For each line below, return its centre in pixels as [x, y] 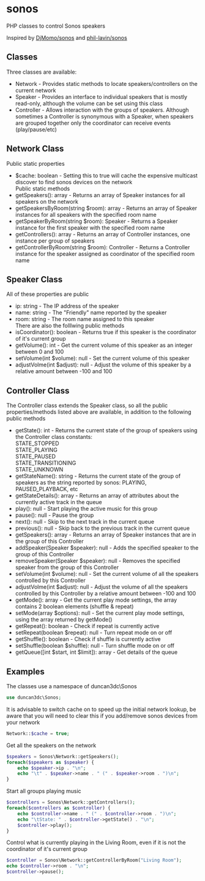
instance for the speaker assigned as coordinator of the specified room [105, 254]
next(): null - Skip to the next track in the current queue [85, 522]
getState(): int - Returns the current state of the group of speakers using [106, 430]
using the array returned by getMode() [64, 619]
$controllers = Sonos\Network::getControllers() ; [71, 802]
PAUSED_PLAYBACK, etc [47, 489]
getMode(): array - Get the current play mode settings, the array [96, 600]
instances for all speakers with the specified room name [86, 214]
